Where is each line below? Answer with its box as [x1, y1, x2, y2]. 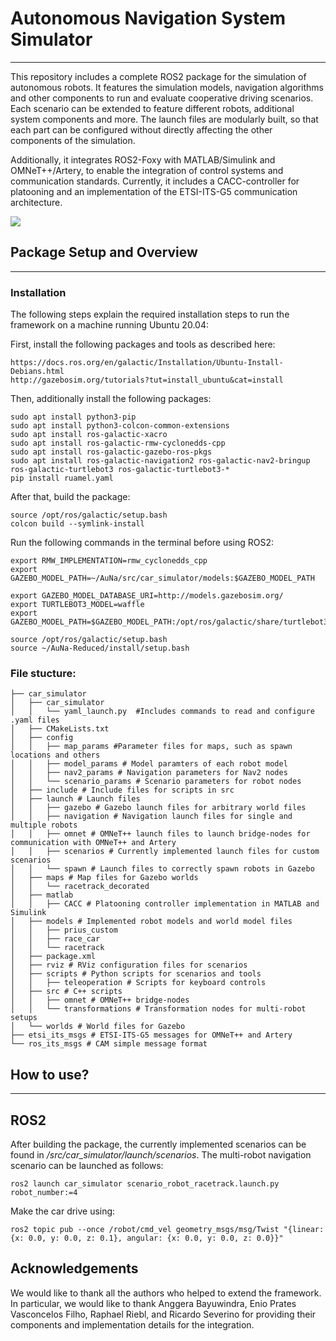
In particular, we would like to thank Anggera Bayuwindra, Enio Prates [10, 1297, 297, 1309]
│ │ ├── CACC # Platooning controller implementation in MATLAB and [10, 899, 320, 909]
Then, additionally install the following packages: [10, 393, 212, 405]
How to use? [10, 1066, 90, 1083]
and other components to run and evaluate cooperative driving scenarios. [10, 92, 314, 104]
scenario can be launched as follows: [10, 1159, 164, 1171]
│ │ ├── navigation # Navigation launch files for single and [10, 812, 293, 822]
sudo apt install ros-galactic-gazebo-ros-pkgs [10, 447, 213, 457]
